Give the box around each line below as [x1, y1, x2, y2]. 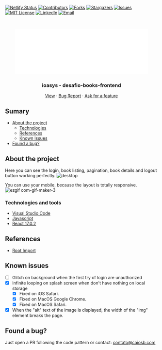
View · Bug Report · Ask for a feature [45, 93, 118, 99]
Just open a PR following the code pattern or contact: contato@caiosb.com [5, 340, 156, 346]
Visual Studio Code [12, 210, 51, 216]
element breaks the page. [12, 313, 64, 318]
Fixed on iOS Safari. [19, 290, 59, 296]
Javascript [12, 216, 33, 221]
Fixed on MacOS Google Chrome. [19, 296, 86, 302]
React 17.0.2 [12, 221, 36, 227]
